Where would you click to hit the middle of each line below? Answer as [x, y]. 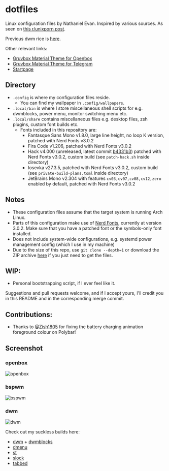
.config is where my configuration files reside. [61, 97]
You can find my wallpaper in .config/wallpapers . [72, 103]
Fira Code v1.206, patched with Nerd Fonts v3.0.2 [80, 146]
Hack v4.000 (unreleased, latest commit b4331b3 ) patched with [94, 151]
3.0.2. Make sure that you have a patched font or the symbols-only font [87, 228]
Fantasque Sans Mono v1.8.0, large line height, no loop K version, [96, 135]
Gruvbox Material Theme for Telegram [53, 64]
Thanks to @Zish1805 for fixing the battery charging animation [78, 327]
